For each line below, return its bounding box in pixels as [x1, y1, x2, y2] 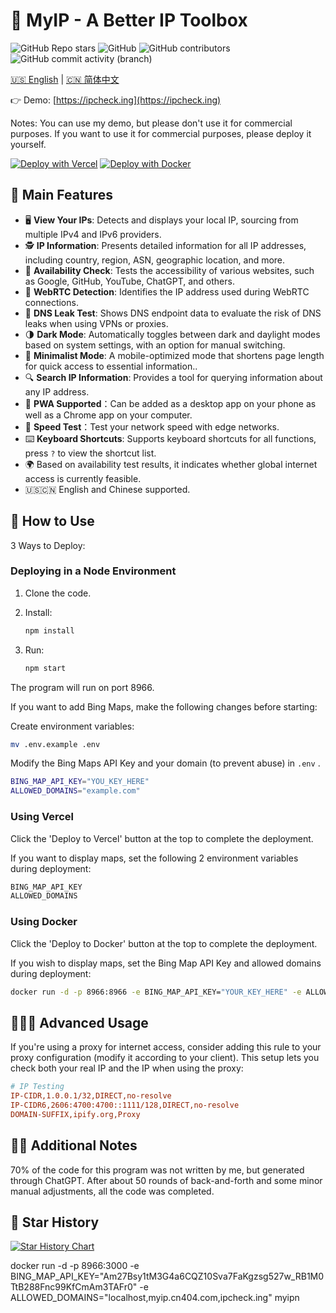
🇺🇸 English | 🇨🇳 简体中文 [10, 73, 120, 85]
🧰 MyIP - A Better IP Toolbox [10, 9, 248, 32]
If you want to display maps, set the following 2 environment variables [10, 852, 299, 864]
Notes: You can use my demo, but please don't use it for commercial [10, 117, 293, 129]
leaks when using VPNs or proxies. [24, 317, 169, 329]
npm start [24, 663, 67, 673]
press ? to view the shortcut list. [24, 447, 157, 459]
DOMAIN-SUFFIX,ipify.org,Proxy [10, 1109, 141, 1119]
